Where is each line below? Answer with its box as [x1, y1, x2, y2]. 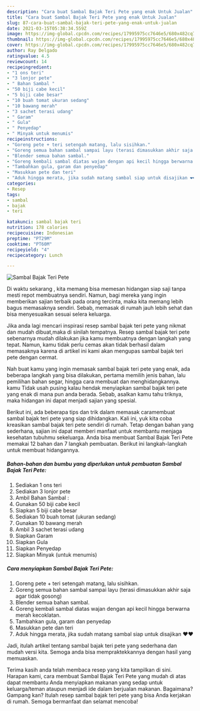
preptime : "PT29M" [7, 235, 52, 241]
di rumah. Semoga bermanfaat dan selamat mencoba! [7, 698, 138, 705]
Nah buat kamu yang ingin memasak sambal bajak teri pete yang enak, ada [7, 365, 191, 372]
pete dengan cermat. [7, 354, 58, 361]
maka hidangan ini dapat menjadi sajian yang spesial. [7, 397, 137, 404]
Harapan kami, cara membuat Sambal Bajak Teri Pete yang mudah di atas [7, 673, 186, 680]
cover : [7, 42, 23, 48]
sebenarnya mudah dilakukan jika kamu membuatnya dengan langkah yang [7, 335, 191, 342]
